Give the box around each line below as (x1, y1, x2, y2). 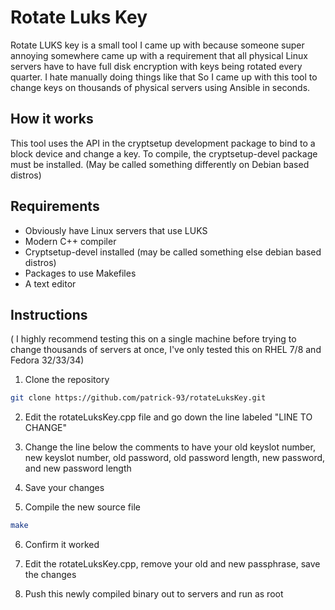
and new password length (24, 462, 132, 475)
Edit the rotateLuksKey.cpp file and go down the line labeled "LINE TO (24, 411, 313, 423)
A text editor (24, 277, 77, 290)
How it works (10, 111, 94, 128)
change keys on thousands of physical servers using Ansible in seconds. (10, 81, 311, 93)
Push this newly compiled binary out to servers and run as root (24, 588, 284, 600)
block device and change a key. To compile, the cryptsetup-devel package (10, 147, 318, 160)
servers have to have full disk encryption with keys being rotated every (10, 60, 303, 72)
